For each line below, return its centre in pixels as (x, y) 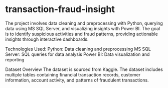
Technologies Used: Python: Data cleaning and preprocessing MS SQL (78, 49)
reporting (15, 59)
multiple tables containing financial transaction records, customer (73, 74)
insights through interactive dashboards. (47, 39)
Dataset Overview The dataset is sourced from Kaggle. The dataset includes (84, 69)
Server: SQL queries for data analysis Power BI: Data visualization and (77, 54)
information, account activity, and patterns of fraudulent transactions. (77, 80)
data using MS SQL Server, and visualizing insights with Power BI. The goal (83, 28)
